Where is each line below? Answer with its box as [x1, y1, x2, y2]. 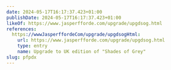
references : [6, 26, 37, 32]
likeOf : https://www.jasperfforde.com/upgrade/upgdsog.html [6, 20, 163, 26]
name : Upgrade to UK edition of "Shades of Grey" [17, 49, 147, 55]
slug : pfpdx [6, 54, 37, 60]
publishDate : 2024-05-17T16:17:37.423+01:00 [6, 15, 122, 21]
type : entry [17, 43, 48, 49]
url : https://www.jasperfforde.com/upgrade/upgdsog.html [17, 37, 166, 43]
